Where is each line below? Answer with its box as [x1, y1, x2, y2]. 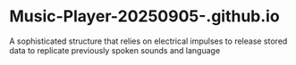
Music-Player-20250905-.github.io [9, 6, 280, 27]
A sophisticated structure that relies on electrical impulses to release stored [9, 36, 288, 46]
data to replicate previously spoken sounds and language [9, 45, 221, 55]
